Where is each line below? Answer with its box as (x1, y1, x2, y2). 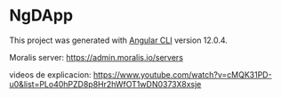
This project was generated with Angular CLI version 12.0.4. (9, 35, 229, 45)
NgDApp (9, 5, 74, 26)
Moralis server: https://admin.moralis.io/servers (9, 52, 184, 62)
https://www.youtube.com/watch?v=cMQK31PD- (92, 69, 273, 80)
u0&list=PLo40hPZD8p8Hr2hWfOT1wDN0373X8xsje (9, 78, 202, 89)
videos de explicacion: (9, 69, 92, 80)
